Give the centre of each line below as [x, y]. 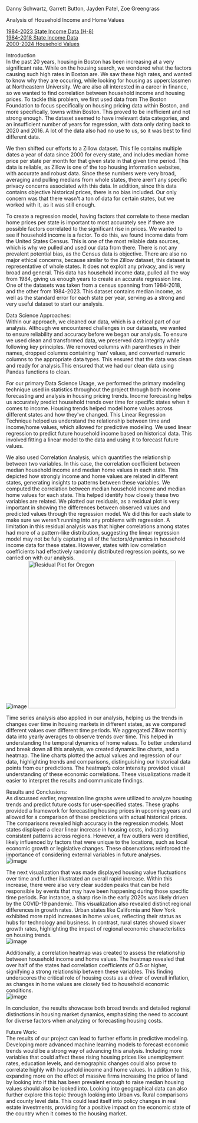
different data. [23, 137]
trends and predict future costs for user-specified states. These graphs [93, 804]
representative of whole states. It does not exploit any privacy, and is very [96, 266]
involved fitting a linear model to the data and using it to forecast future [92, 440]
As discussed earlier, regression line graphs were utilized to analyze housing [99, 798]
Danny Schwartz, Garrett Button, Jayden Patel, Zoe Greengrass [83, 9]
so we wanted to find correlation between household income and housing [95, 93]
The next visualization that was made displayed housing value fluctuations [96, 872]
